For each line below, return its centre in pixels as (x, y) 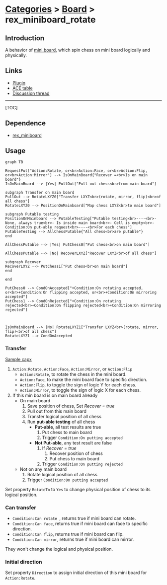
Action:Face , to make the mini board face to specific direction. (83, 379)
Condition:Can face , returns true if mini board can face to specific (80, 524)
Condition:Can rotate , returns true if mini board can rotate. (74, 518)
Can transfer (21, 508)
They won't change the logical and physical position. (59, 549)
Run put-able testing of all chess (61, 422)
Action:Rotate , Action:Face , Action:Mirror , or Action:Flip (72, 369)
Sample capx (19, 359)
